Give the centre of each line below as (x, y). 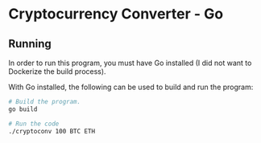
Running (30, 44)
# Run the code (34, 124)
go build (23, 109)
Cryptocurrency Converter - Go (116, 14)
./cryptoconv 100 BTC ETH (52, 131)
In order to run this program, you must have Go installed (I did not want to (130, 63)
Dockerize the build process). (57, 71)
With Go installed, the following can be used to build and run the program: (131, 87)
